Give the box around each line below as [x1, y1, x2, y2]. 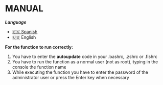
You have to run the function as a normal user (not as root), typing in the [12, 58, 158, 64]
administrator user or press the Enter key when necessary [12, 74, 130, 80]
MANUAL [5, 3, 44, 14]
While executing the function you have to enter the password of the [12, 69, 148, 75]
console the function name [12, 64, 67, 70]
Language [5, 19, 26, 25]
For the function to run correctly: [5, 44, 73, 50]
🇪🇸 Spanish [12, 28, 38, 34]
